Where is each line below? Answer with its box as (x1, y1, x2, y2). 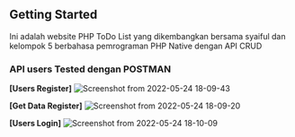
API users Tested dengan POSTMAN (9, 63, 172, 75)
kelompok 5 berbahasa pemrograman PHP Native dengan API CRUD (9, 40, 263, 51)
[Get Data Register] (9, 100, 83, 111)
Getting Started (9, 7, 98, 22)
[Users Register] (9, 83, 72, 94)
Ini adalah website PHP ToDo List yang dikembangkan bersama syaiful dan (9, 30, 286, 41)
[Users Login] (9, 118, 61, 129)
